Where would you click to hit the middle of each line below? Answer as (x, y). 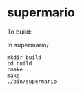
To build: (20, 32)
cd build (20, 63)
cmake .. (20, 69)
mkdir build (24, 57)
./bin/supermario (32, 81)
